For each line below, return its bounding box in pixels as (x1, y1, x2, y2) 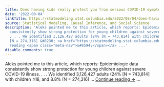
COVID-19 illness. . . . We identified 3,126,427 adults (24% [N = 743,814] (5, 71, 150, 77)
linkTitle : (5, 16, 27, 21)
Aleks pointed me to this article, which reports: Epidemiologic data (5, 61, 139, 67)
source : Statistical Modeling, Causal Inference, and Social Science (5, 20, 150, 26)
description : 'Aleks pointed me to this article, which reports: (5, 25, 141, 30)
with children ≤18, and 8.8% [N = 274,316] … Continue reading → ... (5, 76, 141, 82)
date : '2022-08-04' (5, 12, 45, 16)
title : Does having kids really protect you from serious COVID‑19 (5, 7, 145, 12)
